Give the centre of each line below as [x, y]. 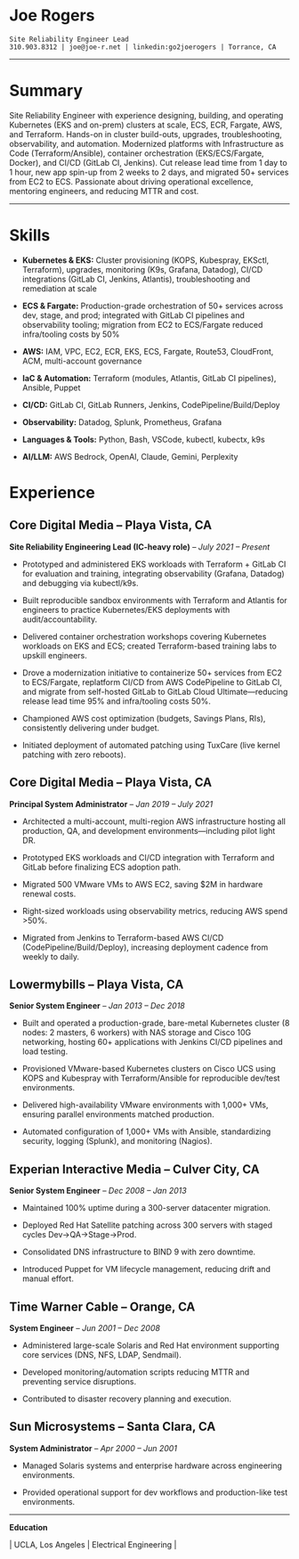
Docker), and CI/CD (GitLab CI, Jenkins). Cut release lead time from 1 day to [148, 162]
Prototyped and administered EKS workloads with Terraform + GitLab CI [154, 564]
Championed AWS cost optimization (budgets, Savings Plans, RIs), [144, 718]
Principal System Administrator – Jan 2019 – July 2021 [111, 804]
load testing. [45, 1051]
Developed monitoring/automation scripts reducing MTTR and [136, 1372]
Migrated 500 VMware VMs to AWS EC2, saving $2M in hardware [142, 884]
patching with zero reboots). [74, 755]
